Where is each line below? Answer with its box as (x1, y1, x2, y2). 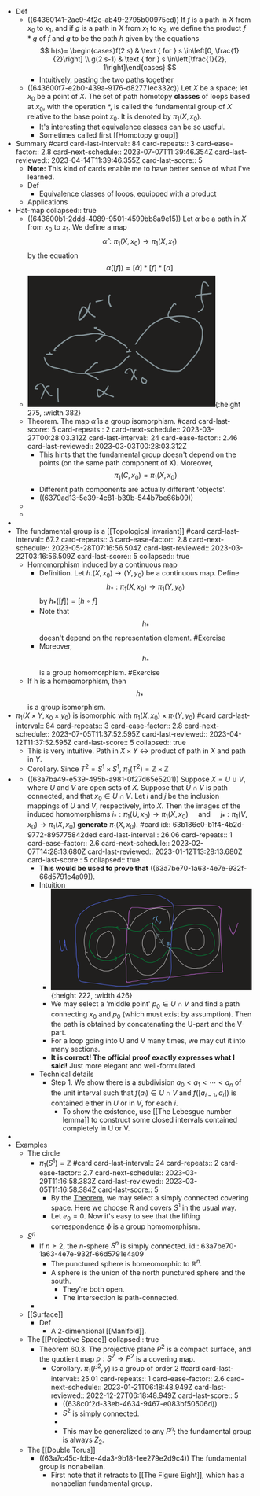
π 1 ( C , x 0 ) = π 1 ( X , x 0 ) (113, 470, 178, 482)
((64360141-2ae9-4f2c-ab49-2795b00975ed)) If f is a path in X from (27, 15, 251, 24)
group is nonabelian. (38, 1461, 106, 1471)
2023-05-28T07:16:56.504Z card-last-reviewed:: (51, 542, 210, 553)
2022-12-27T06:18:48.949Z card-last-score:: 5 (86, 1391, 239, 1400)
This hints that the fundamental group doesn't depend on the (38, 450, 237, 459)
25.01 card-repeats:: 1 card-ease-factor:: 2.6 (81, 1373, 225, 1383)
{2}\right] (53, 54, 83, 64)
